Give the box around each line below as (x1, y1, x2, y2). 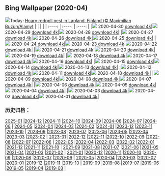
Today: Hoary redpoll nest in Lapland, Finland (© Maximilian (10, 17, 132, 24)
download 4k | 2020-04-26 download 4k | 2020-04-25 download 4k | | (5, 35, 156, 41)
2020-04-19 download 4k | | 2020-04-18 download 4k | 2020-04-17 (11, 53, 158, 59)
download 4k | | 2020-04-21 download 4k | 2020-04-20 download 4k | (5, 47, 156, 53)
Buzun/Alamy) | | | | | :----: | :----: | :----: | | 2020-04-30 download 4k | (5, 23, 153, 29)
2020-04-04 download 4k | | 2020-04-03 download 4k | (11, 88, 129, 93)
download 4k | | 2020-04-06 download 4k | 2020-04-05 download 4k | (5, 82, 157, 88)
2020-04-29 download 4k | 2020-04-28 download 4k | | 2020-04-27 (5, 29, 154, 35)
